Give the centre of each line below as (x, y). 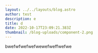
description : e (21, 19)
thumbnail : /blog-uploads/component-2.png (49, 32)
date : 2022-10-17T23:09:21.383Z (38, 28)
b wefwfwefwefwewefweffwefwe (38, 46)
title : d (14, 23)
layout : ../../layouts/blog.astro (40, 10)
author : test (18, 14)
